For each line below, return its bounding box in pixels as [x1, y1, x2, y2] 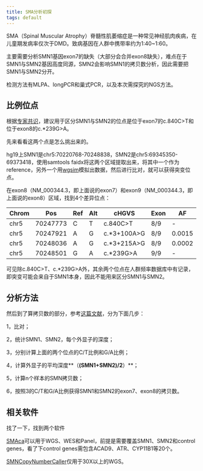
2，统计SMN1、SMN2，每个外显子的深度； [6, 336, 114, 343]
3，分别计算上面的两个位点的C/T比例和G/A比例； [6, 349, 129, 356]
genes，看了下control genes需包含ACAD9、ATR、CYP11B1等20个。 [6, 445, 176, 452]
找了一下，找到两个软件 [6, 424, 65, 431]
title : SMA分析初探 [6, 9, 52, 15]
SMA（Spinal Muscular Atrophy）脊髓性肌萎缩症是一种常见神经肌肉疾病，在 [6, 32, 197, 40]
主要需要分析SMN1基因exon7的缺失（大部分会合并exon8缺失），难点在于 [6, 52, 187, 60]
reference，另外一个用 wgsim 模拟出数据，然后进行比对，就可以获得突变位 [6, 166, 191, 173]
